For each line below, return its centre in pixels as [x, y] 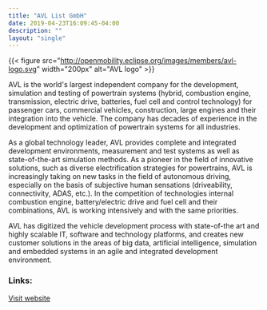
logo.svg [23, 70]
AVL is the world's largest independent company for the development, [124, 85]
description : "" [35, 30]
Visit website [29, 298]
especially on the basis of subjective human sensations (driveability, [121, 185]
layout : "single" [37, 38]
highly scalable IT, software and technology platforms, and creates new [126, 234]
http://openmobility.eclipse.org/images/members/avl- [148, 61]
